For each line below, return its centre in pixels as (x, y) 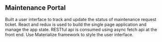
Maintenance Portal (35, 8)
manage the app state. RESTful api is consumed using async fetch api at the (81, 29)
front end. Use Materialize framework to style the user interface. (69, 34)
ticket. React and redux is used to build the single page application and (76, 24)
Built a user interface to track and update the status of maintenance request (81, 19)
